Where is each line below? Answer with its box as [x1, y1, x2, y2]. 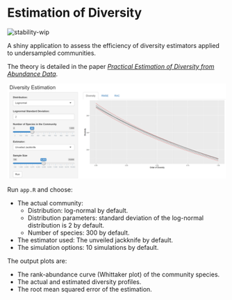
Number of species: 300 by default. [27, 228, 130, 237]
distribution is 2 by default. [27, 221, 105, 230]
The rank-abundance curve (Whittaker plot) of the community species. [17, 270, 220, 279]
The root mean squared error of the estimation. [17, 285, 153, 294]
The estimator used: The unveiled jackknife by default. [17, 236, 174, 244]
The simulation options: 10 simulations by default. [17, 244, 159, 252]
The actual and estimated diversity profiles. [17, 278, 142, 286]
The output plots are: [7, 257, 67, 265]
